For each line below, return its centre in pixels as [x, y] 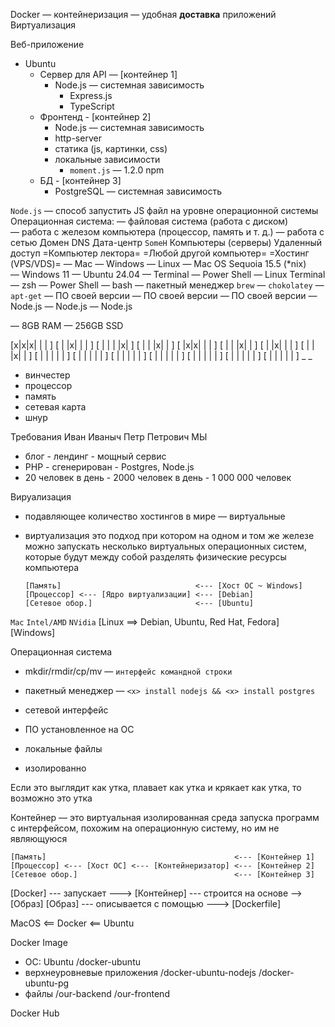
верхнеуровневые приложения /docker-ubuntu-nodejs [140, 972]
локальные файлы [63, 748]
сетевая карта [55, 407]
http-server [78, 138]
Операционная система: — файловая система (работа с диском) [149, 221]
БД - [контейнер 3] [80, 180]
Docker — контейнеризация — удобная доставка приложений [143, 14]
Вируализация [41, 497]
